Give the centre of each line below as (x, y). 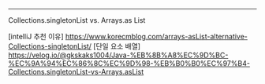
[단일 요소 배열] (117, 46)
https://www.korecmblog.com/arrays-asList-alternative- (157, 37)
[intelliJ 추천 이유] (36, 37)
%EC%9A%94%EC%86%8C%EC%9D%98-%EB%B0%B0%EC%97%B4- (129, 63)
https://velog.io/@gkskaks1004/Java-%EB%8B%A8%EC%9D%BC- (118, 55)
